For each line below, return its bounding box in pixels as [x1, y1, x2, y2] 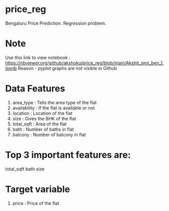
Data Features [5, 83, 66, 94]
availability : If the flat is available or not [12, 105, 95, 111]
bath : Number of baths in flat [12, 126, 74, 132]
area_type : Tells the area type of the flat [12, 99, 97, 105]
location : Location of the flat [12, 110, 73, 116]
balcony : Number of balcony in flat [12, 131, 86, 137]
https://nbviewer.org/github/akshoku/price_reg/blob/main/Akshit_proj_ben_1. [5, 59, 164, 66]
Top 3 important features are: [5, 150, 131, 161]
